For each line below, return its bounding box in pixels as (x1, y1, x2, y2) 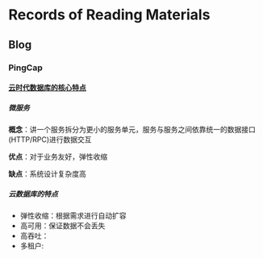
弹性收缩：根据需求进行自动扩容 (19, 211, 127, 221)
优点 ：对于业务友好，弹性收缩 (8, 152, 107, 162)
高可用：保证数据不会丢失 (19, 221, 106, 231)
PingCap (8, 62, 43, 73)
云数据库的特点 (8, 189, 58, 198)
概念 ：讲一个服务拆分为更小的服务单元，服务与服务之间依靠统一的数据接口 (8, 125, 256, 135)
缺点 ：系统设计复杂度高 (8, 169, 86, 179)
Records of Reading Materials (8, 6, 211, 24)
